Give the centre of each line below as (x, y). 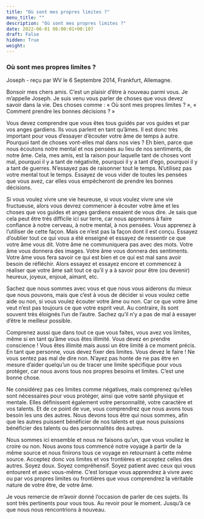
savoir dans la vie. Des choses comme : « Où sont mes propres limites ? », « (101, 105)
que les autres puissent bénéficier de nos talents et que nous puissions (95, 422)
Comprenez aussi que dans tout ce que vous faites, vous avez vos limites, (99, 333)
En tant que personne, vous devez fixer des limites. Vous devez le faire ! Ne (101, 352)
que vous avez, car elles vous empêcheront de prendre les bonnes (90, 181)
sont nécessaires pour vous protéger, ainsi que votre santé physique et (95, 396)
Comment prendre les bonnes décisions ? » (61, 111)
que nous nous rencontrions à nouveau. (56, 510)
